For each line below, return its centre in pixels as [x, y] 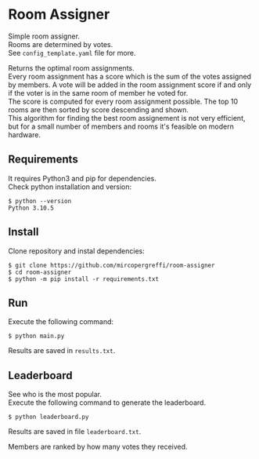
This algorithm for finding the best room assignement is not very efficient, [127, 118]
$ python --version [40, 201]
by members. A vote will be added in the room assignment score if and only [130, 85]
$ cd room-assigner [40, 272]
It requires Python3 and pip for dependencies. [82, 178]
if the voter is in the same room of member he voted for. [98, 93]
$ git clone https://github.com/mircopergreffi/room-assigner [112, 265]
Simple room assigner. [44, 36]
